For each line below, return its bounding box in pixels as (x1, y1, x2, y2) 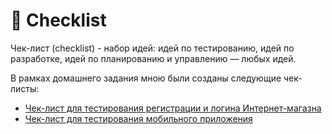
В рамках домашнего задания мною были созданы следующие (10, 72, 282, 84)
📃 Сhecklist (10, 9, 107, 32)
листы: (10, 82, 40, 94)
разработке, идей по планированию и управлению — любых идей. (10, 52, 297, 64)
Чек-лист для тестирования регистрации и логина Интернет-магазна (24, 102, 322, 114)
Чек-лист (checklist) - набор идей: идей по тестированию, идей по (10, 42, 295, 54)
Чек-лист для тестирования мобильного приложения (24, 112, 253, 124)
